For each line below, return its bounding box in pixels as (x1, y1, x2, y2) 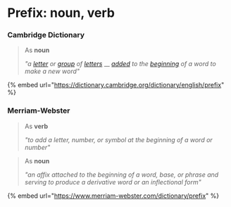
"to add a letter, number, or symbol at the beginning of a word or (24, 135, 213, 144)
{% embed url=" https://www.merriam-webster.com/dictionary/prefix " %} (7, 192, 220, 200)
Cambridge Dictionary (7, 30, 85, 40)
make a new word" (24, 67, 80, 75)
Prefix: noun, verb (7, 5, 115, 21)
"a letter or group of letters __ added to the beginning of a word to (24, 60, 216, 68)
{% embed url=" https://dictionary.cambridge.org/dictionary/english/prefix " (7, 81, 225, 89)
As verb (24, 122, 49, 130)
